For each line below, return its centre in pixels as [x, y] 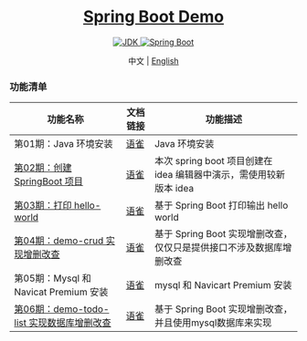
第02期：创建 [43, 168]
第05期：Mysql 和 [53, 278]
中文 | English [153, 60]
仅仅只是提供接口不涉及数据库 [218, 248]
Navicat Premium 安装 [61, 292]
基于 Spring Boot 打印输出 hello [221, 205]
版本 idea [174, 189]
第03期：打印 [43, 205]
